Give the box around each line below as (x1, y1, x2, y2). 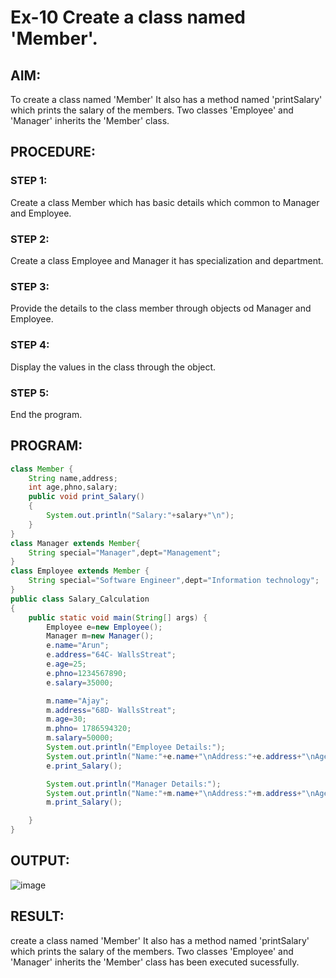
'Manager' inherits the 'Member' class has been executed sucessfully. (10, 956, 300, 968)
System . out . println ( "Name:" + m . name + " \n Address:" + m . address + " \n (46, 788, 316, 798)
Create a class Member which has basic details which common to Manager (10, 196, 320, 208)
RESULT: (10, 908, 65, 925)
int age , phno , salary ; (28, 482, 118, 493)
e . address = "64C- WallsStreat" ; (46, 650, 177, 660)
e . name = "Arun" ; (46, 641, 110, 651)
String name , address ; (28, 473, 118, 483)
